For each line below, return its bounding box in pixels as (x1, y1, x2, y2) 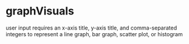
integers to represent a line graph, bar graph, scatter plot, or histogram (5, 30, 183, 37)
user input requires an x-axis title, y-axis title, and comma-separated (5, 24, 177, 31)
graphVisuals (5, 4, 74, 18)
